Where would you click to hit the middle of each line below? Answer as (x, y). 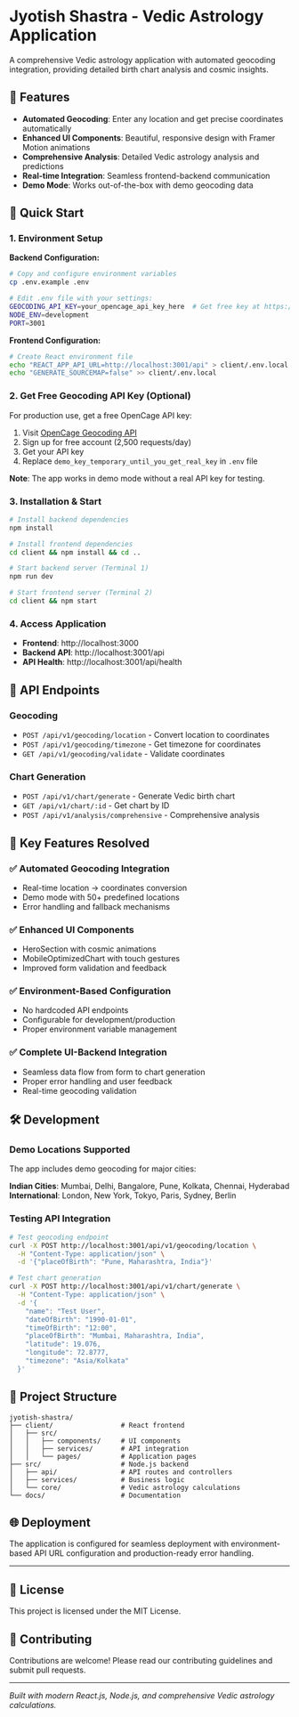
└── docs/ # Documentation (95, 1495)
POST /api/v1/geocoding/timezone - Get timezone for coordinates (141, 744)
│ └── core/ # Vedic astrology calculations (125, 1487)
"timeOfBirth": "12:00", (71, 1328)
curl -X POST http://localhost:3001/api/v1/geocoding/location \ (133, 1245)
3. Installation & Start (56, 501)
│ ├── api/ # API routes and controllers (121, 1472)
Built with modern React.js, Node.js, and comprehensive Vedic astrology (142, 1696)
